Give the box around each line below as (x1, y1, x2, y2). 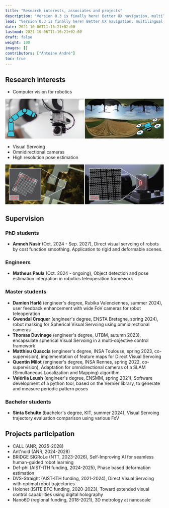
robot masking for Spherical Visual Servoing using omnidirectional (12, 321, 150, 327)
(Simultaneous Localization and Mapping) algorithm (12, 369, 120, 376)
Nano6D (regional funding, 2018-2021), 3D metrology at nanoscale (12, 496, 151, 502)
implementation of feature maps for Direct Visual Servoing (41, 353, 161, 360)
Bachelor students (5, 398, 51, 405)
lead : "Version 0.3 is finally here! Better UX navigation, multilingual (5, 19, 163, 24)
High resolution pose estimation (12, 155, 79, 161)
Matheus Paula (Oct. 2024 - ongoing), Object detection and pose (12, 270, 149, 276)
